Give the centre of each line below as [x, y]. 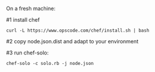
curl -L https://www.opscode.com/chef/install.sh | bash [78, 30]
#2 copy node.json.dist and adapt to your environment [72, 41]
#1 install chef [23, 20]
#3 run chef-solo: [28, 53]
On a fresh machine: [31, 8]
